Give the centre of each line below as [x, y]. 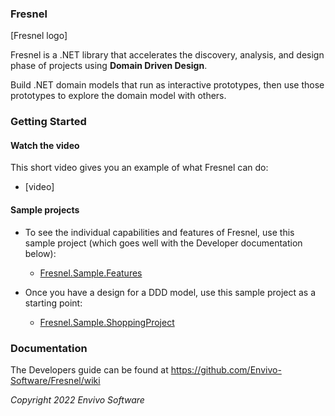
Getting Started [48, 122]
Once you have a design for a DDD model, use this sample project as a [170, 292]
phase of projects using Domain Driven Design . [109, 66]
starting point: [53, 303]
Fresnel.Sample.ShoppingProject [107, 322]
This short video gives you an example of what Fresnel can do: [139, 168]
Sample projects [45, 210]
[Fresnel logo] [39, 36]
